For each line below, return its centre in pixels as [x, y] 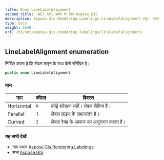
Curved [16, 122]
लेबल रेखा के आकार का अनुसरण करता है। [88, 122]
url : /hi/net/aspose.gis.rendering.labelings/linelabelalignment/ [74, 32]
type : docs [16, 23]
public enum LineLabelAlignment [38, 73]
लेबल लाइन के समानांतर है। [75, 114]
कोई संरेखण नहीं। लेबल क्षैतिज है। [81, 106]
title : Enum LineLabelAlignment [38, 9]
